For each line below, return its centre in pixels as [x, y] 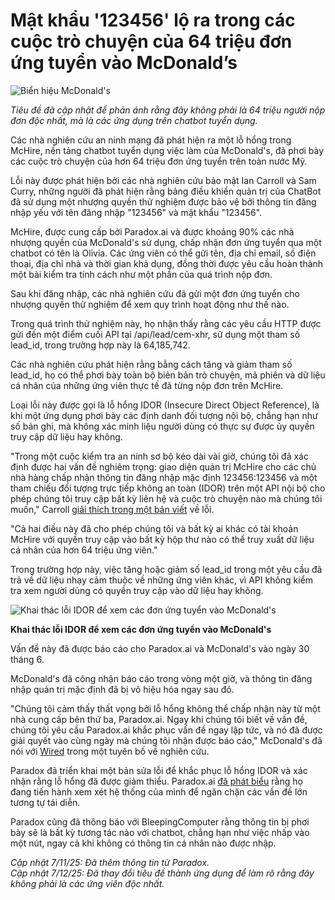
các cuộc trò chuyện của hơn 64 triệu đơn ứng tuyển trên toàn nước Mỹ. [159, 161]
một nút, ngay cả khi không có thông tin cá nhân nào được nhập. [143, 843]
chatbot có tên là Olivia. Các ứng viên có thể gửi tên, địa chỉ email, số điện [163, 253]
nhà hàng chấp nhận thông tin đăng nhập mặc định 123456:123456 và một [164, 477]
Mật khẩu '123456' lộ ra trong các [153, 20]
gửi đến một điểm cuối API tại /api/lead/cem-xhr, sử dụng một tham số [155, 334]
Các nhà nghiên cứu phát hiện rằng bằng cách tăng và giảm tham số [151, 364]
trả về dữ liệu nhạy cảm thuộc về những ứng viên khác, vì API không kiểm [162, 580]
